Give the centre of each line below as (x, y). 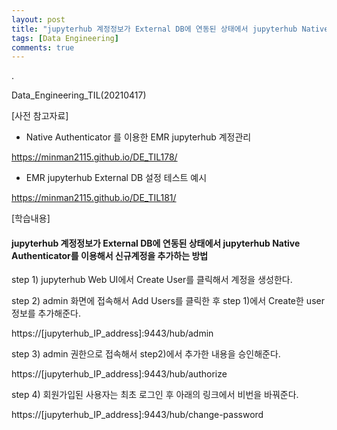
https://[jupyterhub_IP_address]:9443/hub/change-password (137, 415)
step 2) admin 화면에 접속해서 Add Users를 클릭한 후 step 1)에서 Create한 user (168, 301)
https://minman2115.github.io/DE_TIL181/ (94, 198)
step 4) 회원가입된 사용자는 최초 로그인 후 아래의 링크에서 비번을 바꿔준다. (155, 395)
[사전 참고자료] (40, 116)
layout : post (38, 19)
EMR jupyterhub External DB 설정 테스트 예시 (116, 178)
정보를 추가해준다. (46, 313)
